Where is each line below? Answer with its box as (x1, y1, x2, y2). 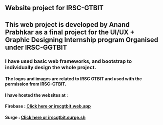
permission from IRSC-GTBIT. (5, 81, 67, 87)
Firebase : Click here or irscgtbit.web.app (5, 103, 91, 109)
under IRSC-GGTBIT (5, 43, 67, 52)
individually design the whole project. (5, 64, 97, 71)
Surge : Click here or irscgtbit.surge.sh (5, 114, 86, 121)
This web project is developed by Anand (5, 20, 130, 29)
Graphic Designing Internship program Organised (5, 36, 159, 44)
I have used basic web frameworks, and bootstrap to (5, 58, 132, 65)
